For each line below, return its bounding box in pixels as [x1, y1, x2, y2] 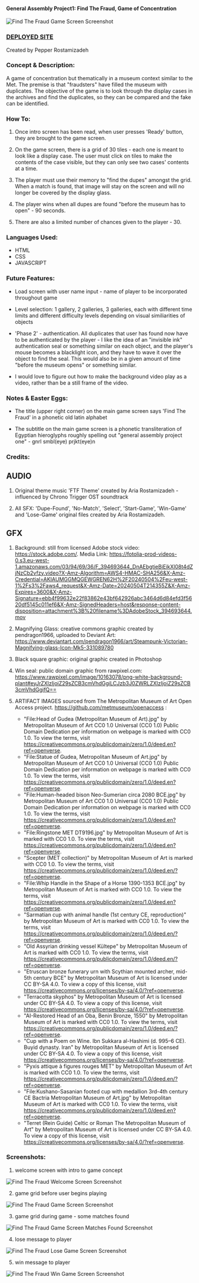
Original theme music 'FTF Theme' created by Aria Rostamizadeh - [14, 487, 179, 494]
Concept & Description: [6, 61, 75, 70]
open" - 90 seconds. [14, 207, 66, 214]
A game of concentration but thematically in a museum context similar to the [6, 74, 193, 81]
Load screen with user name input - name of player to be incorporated [14, 288, 188, 295]
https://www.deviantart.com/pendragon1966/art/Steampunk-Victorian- [14, 638, 188, 645]
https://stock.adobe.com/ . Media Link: [14, 550, 108, 557]
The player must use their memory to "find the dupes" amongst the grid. [14, 176, 192, 184]
